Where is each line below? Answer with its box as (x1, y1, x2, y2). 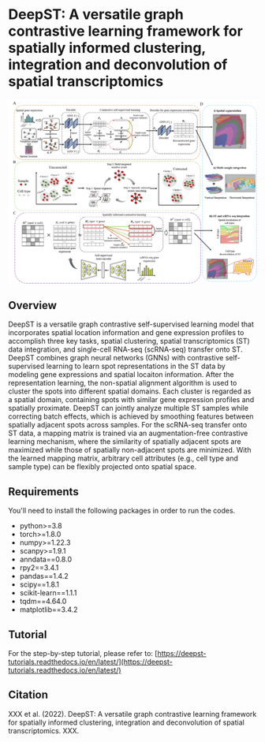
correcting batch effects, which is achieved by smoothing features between (8, 412, 254, 421)
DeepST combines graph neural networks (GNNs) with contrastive (8, 353, 224, 363)
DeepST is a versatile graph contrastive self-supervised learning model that (8, 319, 254, 329)
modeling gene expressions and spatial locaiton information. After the (8, 370, 234, 379)
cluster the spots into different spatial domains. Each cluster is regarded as (8, 386, 252, 396)
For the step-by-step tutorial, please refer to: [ (8, 648, 158, 658)
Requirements (8, 485, 79, 498)
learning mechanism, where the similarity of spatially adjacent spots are (8, 437, 242, 446)
